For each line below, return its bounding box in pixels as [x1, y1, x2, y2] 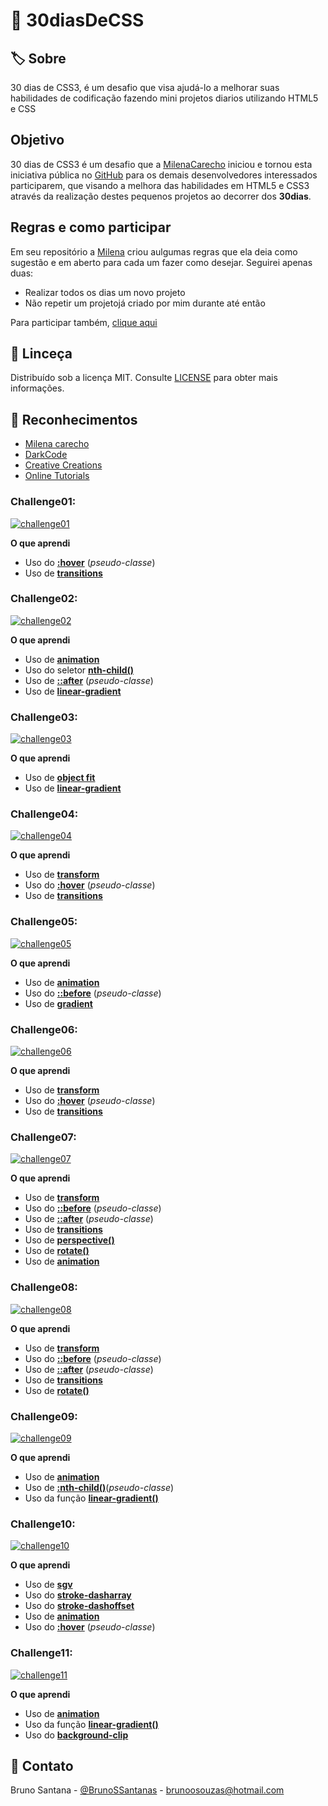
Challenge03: [10, 710, 78, 724]
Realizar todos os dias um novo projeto [24, 286, 186, 298]
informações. [10, 382, 65, 394]
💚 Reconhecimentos [10, 411, 138, 428]
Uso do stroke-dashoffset [24, 1600, 135, 1612]
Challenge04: [10, 807, 79, 821]
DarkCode [24, 449, 68, 461]
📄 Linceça [10, 345, 73, 363]
